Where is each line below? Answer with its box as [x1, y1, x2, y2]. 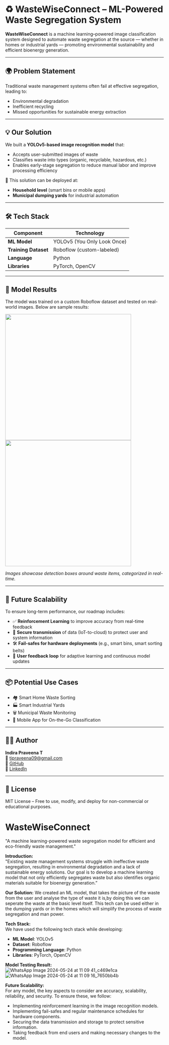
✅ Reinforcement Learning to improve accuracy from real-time [12, 618, 144, 624]
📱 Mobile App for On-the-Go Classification [12, 717, 101, 723]
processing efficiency [12, 167, 58, 173]
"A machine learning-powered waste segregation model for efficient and [5, 838, 155, 844]
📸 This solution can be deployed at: [5, 177, 78, 183]
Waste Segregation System [5, 14, 122, 26]
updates [12, 658, 30, 664]
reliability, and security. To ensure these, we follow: [5, 993, 112, 999]
